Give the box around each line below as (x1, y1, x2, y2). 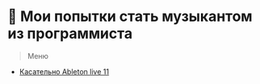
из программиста (7, 24, 133, 43)
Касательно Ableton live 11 (19, 66, 110, 76)
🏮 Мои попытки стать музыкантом (7, 7, 253, 26)
